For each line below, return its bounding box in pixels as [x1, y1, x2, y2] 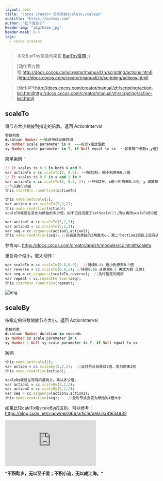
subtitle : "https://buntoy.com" [5, 16, 70, 21]
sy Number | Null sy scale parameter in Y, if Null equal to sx [5, 341, 138, 346]
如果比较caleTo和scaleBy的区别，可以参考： [5, 405, 94, 411]
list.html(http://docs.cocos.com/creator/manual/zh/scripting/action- [16, 90, 153, 96]
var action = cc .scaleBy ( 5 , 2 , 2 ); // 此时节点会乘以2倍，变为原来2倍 [5, 364, 136, 369]
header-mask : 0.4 [5, 30, 40, 35]
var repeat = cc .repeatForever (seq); [5, 276, 81, 281]
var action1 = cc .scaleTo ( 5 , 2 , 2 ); [5, 219, 75, 224]
